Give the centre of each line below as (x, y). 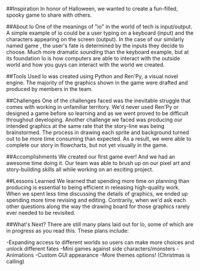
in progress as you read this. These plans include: (68, 231)
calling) (16, 261)
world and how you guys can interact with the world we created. (86, 65)
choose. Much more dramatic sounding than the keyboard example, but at (98, 52)
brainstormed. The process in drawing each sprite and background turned (98, 132)
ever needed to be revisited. (41, 213)
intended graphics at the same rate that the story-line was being (85, 126)
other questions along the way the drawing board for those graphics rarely (98, 206)
